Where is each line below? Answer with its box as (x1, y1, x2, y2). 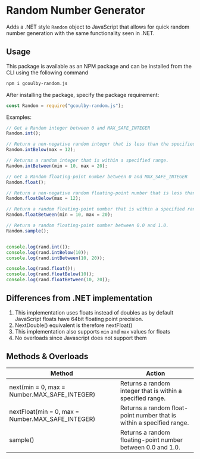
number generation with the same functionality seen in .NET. (6, 29, 155, 36)
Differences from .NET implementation (6, 293, 153, 303)
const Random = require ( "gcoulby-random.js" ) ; (6, 102, 124, 109)
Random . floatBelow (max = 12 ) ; (6, 196, 82, 202)
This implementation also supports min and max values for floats (14, 328, 171, 335)
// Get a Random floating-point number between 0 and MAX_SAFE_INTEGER (6, 174, 187, 180)
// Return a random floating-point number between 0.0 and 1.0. (6, 222, 169, 228)
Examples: (6, 114, 32, 121)
